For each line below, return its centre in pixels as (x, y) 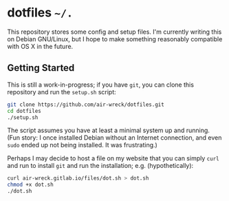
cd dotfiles (24, 111)
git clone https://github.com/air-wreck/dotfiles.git (86, 105)
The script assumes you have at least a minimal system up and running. (108, 130)
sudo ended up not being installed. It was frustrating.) (83, 145)
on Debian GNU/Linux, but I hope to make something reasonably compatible (115, 39)
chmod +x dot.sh (30, 185)
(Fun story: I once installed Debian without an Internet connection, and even (115, 138)
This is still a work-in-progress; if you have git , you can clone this (101, 85)
